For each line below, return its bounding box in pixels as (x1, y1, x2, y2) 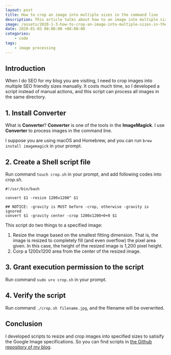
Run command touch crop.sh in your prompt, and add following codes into (5, 171, 162, 177)
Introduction (5, 64, 46, 73)
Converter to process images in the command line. (5, 128, 112, 134)
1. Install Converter (5, 108, 66, 117)
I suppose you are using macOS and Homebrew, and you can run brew (5, 138, 152, 144)
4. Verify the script (5, 291, 66, 300)
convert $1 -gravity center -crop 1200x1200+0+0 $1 (5, 213, 117, 219)
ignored (5, 209, 22, 214)
